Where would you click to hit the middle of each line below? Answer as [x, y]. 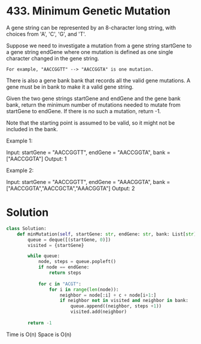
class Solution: [26, 228]
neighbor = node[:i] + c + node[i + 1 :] [108, 295]
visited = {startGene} [56, 245]
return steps [65, 273]
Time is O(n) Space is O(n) [39, 334]
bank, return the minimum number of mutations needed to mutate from [93, 105]
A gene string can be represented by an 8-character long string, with [91, 28]
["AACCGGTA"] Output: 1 [36, 159]
